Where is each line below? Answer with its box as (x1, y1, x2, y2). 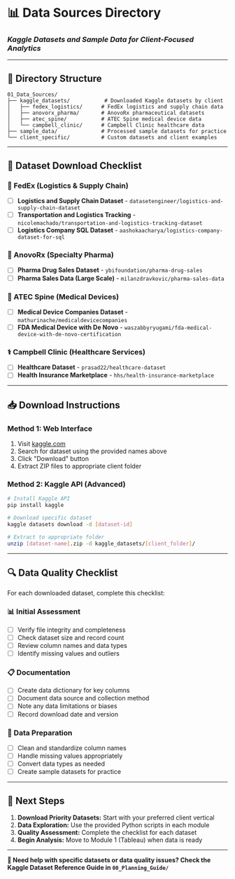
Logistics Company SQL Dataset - (17, 226, 118, 235)
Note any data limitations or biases (17, 702, 117, 710)
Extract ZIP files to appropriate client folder (17, 462, 142, 471)
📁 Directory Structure (7, 72, 103, 84)
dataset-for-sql (17, 234, 65, 241)
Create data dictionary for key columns (17, 686, 130, 695)
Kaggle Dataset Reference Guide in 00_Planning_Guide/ (7, 863, 169, 871)
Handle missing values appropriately (17, 752, 123, 760)
